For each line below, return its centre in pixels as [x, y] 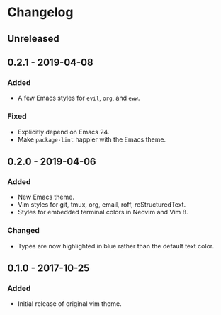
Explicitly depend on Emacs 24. [63, 132]
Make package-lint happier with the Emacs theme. [92, 139]
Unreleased [34, 39]
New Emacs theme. [46, 197]
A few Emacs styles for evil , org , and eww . [79, 98]
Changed [24, 231]
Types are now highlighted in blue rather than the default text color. [116, 246]
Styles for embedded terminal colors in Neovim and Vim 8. [103, 212]
